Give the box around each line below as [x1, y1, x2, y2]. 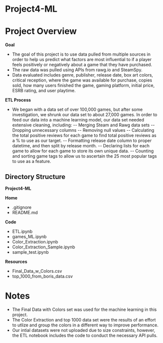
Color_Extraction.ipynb [12, 239, 59, 244]
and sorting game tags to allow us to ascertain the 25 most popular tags [12, 153, 157, 159]
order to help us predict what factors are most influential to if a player [12, 57, 152, 62]
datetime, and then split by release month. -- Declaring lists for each [12, 143, 150, 149]
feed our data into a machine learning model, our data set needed [12, 117, 144, 123]
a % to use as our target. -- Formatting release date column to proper [12, 138, 152, 143]
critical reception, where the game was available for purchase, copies [12, 77, 152, 83]
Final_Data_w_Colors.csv [12, 268, 62, 274]
